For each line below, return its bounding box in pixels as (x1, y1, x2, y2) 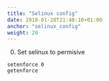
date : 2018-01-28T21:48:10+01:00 (7, 16, 103, 23)
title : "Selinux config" (7, 10, 78, 17)
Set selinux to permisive (16, 48, 86, 56)
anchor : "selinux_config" (7, 23, 81, 30)
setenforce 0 (7, 61, 45, 69)
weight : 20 (7, 29, 38, 36)
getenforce (7, 67, 38, 74)
